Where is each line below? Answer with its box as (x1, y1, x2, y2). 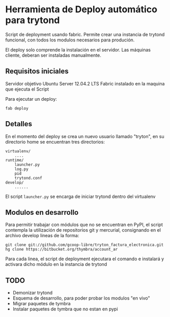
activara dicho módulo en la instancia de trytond (5, 261, 108, 267)
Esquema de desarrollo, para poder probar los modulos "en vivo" (12, 295, 150, 301)
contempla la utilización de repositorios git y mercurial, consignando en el (5, 227, 161, 233)
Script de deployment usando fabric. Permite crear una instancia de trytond (5, 31, 165, 37)
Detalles (5, 120, 32, 128)
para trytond (5, 14, 60, 26)
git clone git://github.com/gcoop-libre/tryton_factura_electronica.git (5, 242, 164, 247)
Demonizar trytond (12, 290, 53, 296)
